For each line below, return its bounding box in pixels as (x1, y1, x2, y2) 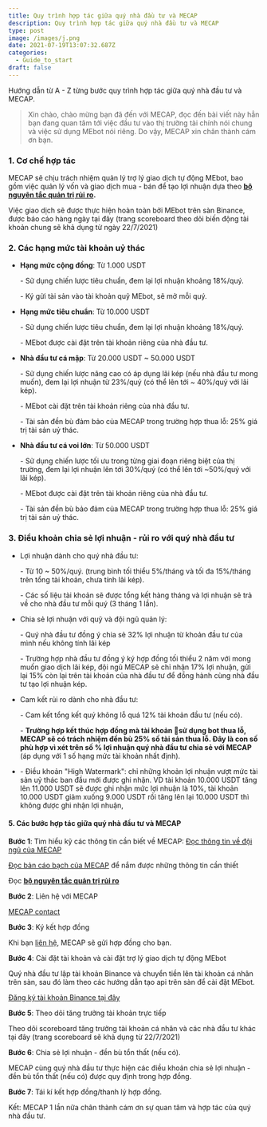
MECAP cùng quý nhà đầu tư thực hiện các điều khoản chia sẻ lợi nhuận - (8, 1063, 251, 1073)
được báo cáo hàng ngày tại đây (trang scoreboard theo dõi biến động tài (8, 214, 249, 224)
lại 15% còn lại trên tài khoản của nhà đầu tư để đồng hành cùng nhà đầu (19, 670, 260, 680)
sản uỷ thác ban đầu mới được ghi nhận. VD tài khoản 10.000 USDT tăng (19, 775, 257, 784)
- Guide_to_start (15, 57, 73, 65)
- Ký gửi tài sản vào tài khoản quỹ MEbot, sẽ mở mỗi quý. (19, 292, 207, 301)
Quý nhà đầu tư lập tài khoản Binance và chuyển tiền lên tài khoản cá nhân (8, 968, 253, 978)
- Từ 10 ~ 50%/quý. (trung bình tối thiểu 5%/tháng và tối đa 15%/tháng (19, 566, 251, 576)
